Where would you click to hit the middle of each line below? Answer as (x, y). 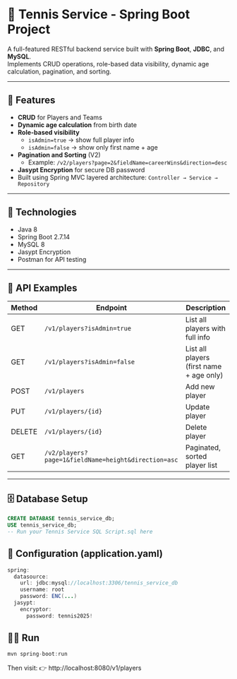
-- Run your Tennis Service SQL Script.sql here (80, 531)
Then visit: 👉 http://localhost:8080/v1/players (74, 668)
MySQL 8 (31, 244)
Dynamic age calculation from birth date (77, 125)
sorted (196, 457)
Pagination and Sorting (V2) (59, 155)
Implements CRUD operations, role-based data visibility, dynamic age (108, 64)
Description (206, 308)
